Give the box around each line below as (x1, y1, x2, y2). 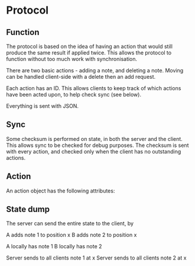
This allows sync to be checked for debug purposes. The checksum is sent (6, 142, 189, 149)
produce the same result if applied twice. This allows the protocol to (6, 49, 172, 56)
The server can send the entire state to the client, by (6, 220, 134, 227)
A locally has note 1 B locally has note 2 (6, 243, 102, 250)
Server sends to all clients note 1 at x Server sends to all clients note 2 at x (6, 254, 187, 261)
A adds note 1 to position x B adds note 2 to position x (6, 232, 137, 239)
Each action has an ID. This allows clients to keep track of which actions (6, 85, 181, 92)
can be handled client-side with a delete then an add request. (6, 73, 156, 80)
